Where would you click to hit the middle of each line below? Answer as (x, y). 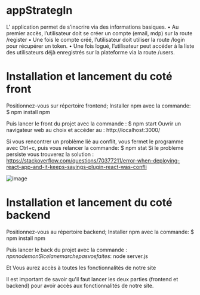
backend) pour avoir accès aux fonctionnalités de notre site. (80, 285)
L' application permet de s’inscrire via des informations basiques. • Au (93, 27)
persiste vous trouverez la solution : (50, 154)
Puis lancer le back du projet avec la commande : (67, 250)
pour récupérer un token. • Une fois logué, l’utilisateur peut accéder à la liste (100, 46)
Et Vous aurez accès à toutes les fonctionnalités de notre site (81, 268)
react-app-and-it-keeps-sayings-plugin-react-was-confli (77, 167)
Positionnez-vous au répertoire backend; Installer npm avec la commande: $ (100, 232)
